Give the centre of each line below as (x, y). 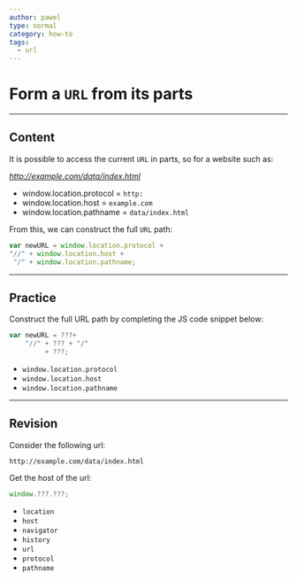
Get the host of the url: (50, 477)
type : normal (33, 26)
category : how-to (41, 34)
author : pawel (35, 17)
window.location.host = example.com (87, 202)
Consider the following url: (57, 445)
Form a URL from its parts (101, 94)
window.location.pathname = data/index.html (106, 212)
